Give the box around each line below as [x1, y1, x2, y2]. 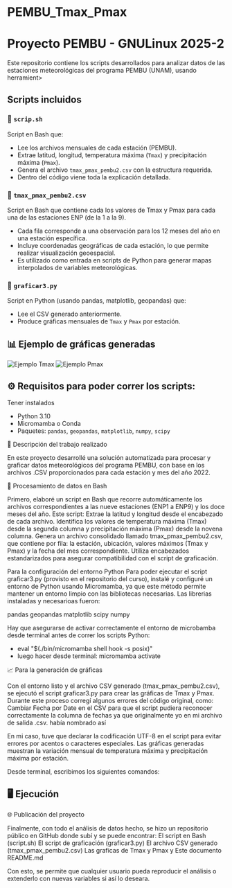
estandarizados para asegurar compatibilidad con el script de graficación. [7, 554, 219, 562]
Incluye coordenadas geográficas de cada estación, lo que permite [17, 242, 209, 250]
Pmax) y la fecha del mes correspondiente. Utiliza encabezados [7, 547, 189, 555]
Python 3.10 [17, 412, 51, 420]
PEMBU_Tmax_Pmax [7, 4, 127, 20]
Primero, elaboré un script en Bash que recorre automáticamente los [7, 495, 203, 504]
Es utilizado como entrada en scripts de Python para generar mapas [17, 256, 212, 265]
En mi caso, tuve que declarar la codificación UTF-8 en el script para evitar [7, 732, 222, 740]
